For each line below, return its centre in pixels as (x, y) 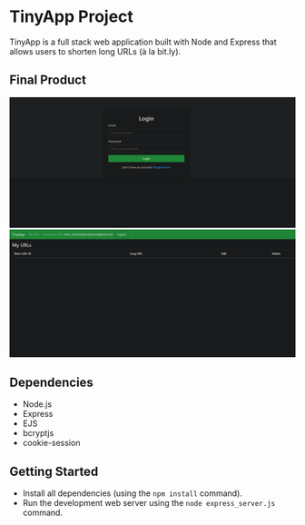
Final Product (48, 80)
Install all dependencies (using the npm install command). (133, 493)
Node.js (37, 404)
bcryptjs (38, 433)
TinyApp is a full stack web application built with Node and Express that (143, 42)
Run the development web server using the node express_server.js (149, 503)
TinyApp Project (72, 17)
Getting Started (54, 471)
